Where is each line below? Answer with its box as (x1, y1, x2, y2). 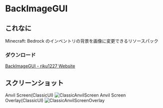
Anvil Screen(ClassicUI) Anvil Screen (5, 92, 126, 98)
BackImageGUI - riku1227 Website (5, 63, 76, 69)
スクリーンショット (5, 79, 64, 87)
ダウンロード (5, 52, 36, 58)
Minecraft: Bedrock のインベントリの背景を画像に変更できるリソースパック (5, 38, 159, 44)
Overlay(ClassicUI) (5, 98, 44, 104)
